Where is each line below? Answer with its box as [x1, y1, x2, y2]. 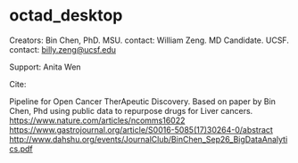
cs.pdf [9, 143, 33, 154]
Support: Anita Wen [9, 61, 82, 72]
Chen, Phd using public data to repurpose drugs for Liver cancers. [9, 105, 253, 116]
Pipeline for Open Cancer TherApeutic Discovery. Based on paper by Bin [9, 95, 277, 107]
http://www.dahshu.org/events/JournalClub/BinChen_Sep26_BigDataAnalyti [9, 134, 288, 144]
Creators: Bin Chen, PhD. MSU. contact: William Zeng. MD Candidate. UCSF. [9, 35, 290, 45]
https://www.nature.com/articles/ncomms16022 [9, 115, 186, 126]
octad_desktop [9, 5, 123, 26]
